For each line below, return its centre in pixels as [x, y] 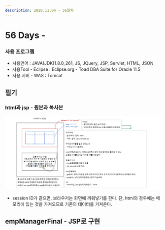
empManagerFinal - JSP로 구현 [52, 221]
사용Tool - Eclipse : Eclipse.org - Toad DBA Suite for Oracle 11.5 [76, 69]
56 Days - [25, 35]
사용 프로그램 [20, 52]
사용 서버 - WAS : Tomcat [37, 76]
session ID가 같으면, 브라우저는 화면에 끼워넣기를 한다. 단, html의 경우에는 [83, 198]
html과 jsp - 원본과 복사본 [34, 108]
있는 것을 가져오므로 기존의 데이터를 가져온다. [69, 204]
